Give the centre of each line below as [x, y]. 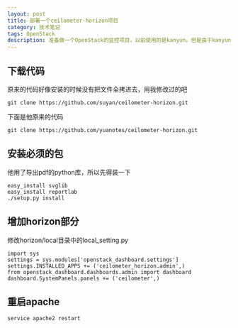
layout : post [27, 14]
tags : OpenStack [31, 34]
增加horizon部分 [43, 222]
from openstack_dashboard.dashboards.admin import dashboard [100, 272]
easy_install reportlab [42, 192]
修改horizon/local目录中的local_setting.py [68, 240]
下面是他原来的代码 [35, 116]
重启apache [34, 301]
